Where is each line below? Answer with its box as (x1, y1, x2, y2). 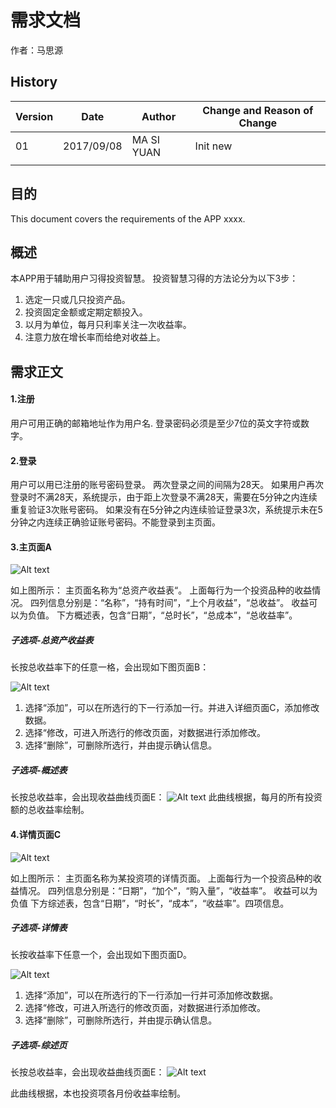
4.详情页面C (10, 828, 62, 840)
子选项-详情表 (10, 922, 68, 934)
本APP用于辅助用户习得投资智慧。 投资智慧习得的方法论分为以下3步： (10, 272, 299, 285)
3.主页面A (10, 541, 52, 553)
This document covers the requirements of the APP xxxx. (10, 212, 246, 225)
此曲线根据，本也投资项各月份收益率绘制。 (10, 1087, 186, 1100)
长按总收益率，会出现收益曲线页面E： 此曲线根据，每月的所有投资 (10, 791, 323, 803)
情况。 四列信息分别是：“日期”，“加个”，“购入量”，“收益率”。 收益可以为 (18, 884, 318, 896)
